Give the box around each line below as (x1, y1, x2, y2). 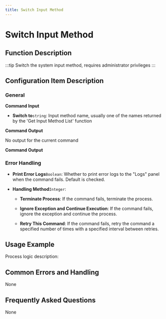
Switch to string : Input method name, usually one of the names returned (12, 113, 162, 119)
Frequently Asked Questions (5, 296, 96, 304)
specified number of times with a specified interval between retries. (19, 226, 159, 232)
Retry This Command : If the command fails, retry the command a (19, 220, 155, 226)
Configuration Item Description (5, 77, 104, 85)
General (5, 91, 25, 98)
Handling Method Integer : (12, 186, 66, 192)
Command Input (5, 103, 39, 109)
